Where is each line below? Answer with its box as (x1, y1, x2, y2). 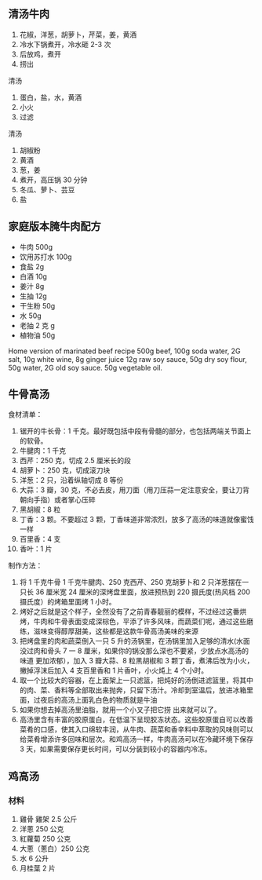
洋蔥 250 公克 (19, 824, 64, 834)
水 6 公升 (19, 854, 49, 864)
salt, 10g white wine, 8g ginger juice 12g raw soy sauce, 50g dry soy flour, (8, 354, 247, 363)
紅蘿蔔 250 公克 (19, 834, 71, 844)
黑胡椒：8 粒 (19, 505, 61, 514)
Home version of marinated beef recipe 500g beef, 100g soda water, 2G (8, 346, 241, 356)
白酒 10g (19, 272, 47, 281)
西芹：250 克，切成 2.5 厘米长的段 (19, 456, 131, 466)
